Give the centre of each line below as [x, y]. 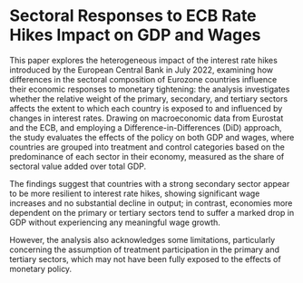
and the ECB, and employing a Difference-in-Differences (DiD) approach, [146, 127]
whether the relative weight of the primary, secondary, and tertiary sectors [149, 98]
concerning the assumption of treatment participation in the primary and [144, 249]
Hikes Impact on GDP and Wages [135, 35]
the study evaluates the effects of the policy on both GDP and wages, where [152, 137]
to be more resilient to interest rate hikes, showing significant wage [135, 193]
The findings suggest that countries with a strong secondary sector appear [150, 183]
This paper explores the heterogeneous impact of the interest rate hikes [144, 60]
